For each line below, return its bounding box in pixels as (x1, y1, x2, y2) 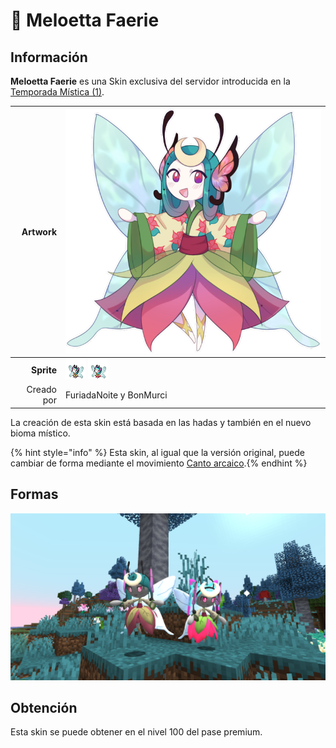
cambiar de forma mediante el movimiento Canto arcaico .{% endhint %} (10, 457, 308, 469)
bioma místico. (10, 427, 71, 439)
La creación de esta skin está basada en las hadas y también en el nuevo (10, 416, 312, 428)
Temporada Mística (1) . (10, 86, 105, 98)
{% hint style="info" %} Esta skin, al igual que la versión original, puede (10, 446, 305, 458)
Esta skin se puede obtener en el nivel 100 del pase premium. (10, 726, 263, 738)
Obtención (10, 699, 78, 716)
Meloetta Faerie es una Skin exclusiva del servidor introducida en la (10, 75, 291, 87)
